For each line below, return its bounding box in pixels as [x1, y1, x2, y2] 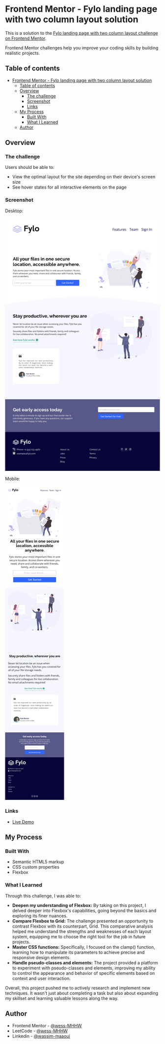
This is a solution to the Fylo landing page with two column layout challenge [5, 30, 158, 36]
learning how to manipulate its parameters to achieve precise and [12, 949, 145, 955]
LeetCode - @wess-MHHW [12, 1028, 68, 1034]
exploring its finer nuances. [12, 912, 68, 919]
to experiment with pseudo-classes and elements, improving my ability [12, 965, 156, 971]
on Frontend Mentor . [5, 35, 47, 41]
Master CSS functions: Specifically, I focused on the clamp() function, [12, 944, 156, 950]
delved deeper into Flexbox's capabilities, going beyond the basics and [12, 907, 157, 913]
